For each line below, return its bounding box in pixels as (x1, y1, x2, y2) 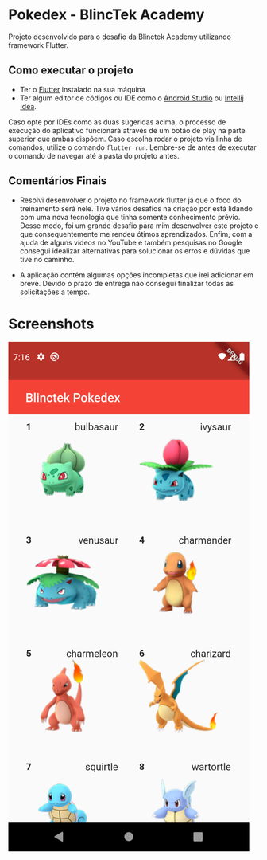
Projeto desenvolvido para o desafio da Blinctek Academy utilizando (8, 32, 232, 41)
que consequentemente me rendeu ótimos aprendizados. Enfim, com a (19, 229, 253, 238)
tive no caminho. (19, 254, 75, 264)
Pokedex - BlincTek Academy (8, 6, 205, 24)
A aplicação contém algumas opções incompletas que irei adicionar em (19, 269, 254, 280)
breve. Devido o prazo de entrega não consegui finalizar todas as (19, 278, 234, 288)
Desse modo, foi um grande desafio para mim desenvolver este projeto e (19, 221, 259, 230)
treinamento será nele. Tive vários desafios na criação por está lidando (19, 203, 253, 213)
